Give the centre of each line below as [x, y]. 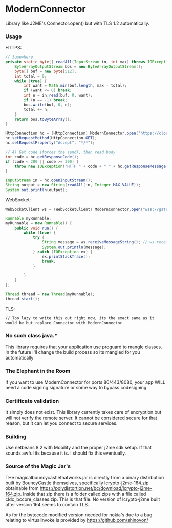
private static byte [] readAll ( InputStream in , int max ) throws [75, 62]
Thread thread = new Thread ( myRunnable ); [50, 294]
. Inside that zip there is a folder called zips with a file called [83, 494]
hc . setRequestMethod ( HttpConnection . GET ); [51, 138]
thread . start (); [23, 299]
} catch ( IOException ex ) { [63, 252]
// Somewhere [19, 57]
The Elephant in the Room [38, 371]
